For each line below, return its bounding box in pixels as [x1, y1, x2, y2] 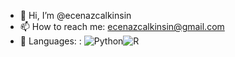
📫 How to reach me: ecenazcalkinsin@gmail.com [19, 21, 225, 32]
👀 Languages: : [19, 35, 82, 47]
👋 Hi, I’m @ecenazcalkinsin [19, 10, 132, 21]
